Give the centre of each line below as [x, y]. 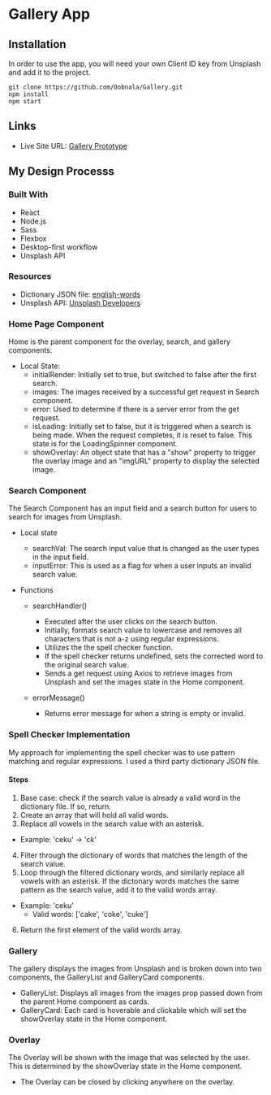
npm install [28, 94]
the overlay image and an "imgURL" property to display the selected [146, 461]
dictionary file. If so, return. [66, 806]
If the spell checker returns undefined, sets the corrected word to [154, 656]
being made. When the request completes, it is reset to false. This [142, 435]
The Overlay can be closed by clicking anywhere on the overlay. [127, 1082]
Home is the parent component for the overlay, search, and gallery [120, 341]
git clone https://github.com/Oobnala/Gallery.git [96, 87]
